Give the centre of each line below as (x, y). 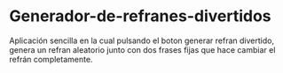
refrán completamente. (51, 59)
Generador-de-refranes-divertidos (141, 16)
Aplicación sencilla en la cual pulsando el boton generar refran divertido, (142, 40)
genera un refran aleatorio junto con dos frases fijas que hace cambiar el (142, 49)
